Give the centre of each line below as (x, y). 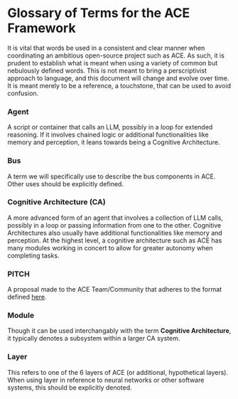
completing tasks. (33, 255)
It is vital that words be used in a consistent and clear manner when (106, 48)
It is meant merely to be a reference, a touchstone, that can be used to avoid (119, 85)
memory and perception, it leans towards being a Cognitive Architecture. (114, 142)
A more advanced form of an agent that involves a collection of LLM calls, (115, 218)
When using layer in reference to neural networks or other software (106, 380)
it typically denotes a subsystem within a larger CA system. (94, 339)
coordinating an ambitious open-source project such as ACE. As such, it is (116, 55)
